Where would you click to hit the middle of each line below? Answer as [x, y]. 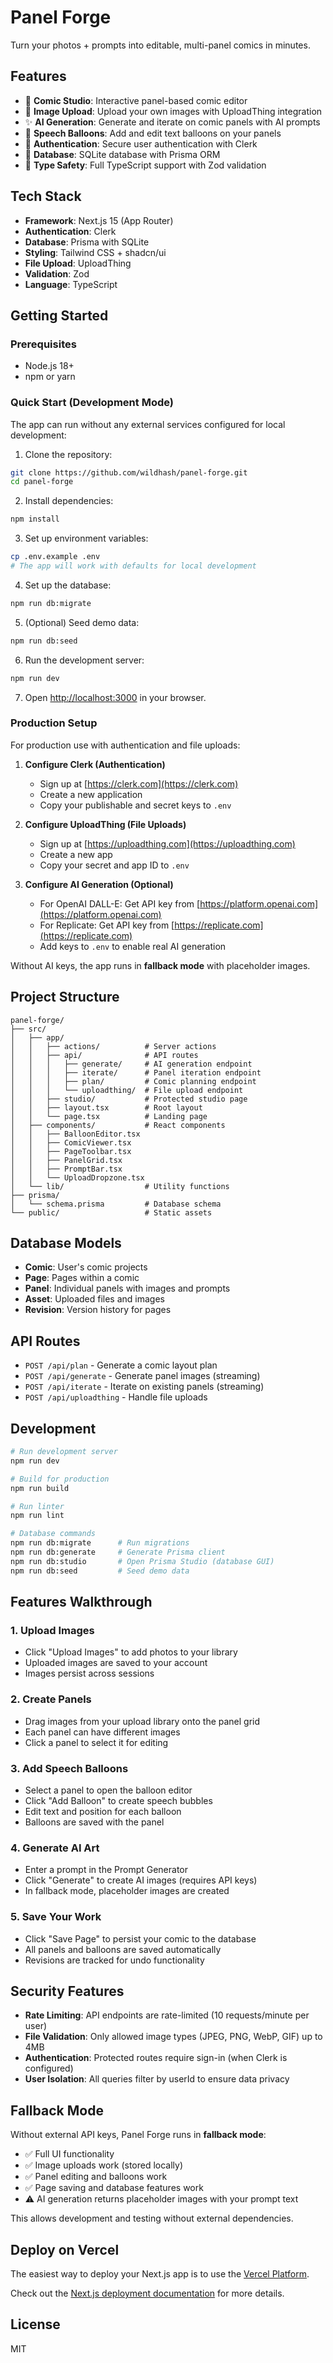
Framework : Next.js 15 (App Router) [99, 220]
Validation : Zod [57, 273]
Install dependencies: [69, 501]
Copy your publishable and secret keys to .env [135, 805]
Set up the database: [68, 585]
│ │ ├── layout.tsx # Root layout [106, 1107]
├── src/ [28, 1029]
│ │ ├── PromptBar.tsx [66, 1169]
